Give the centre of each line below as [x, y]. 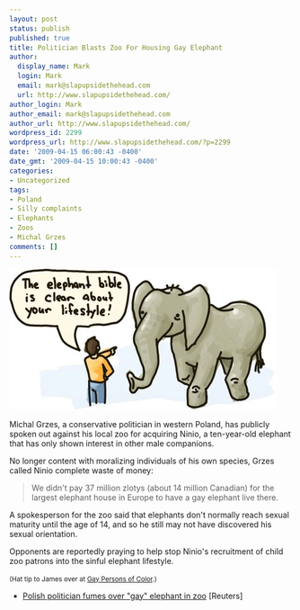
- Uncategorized [40, 180]
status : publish [40, 28]
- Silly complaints [46, 209]
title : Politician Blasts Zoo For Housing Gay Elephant [116, 48]
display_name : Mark [54, 67]
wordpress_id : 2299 [46, 133]
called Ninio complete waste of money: [82, 470]
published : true [40, 38]
